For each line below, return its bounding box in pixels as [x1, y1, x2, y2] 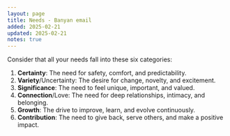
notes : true [7, 36, 42, 43]
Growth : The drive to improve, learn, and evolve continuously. [17, 106, 196, 114]
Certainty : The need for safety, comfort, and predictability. [17, 69, 187, 77]
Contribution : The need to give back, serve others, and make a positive [17, 113, 224, 122]
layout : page [7, 10, 45, 17]
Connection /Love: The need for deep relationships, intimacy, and [17, 91, 206, 100]
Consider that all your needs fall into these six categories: [7, 55, 173, 63]
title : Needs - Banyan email [7, 17, 92, 24]
